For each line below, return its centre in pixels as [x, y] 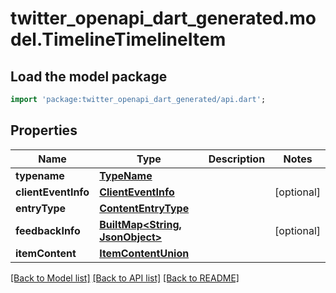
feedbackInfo [48, 230]
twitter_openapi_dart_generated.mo [163, 18]
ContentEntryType [144, 208]
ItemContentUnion [144, 253]
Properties [44, 130]
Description [237, 159]
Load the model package [89, 76]
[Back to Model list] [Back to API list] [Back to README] [125, 278]
